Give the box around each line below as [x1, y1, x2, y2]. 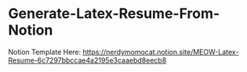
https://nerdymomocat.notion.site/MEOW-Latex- [82, 47, 239, 56]
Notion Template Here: [8, 47, 82, 56]
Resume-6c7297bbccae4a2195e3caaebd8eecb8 [8, 56, 167, 65]
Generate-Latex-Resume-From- [8, 5, 220, 23]
